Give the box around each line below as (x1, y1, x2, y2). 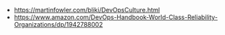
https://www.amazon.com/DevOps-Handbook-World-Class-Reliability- (13, 13, 218, 21)
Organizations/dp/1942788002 (13, 21, 103, 28)
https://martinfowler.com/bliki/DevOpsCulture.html (13, 6, 160, 14)
